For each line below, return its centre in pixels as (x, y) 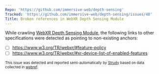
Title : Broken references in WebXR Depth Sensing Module (65, 19)
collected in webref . (22, 67)
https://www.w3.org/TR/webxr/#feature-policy (59, 48)
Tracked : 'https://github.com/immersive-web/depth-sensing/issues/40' (79, 14)
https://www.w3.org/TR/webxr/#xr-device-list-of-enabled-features (80, 53)
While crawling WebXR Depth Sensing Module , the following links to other (80, 33)
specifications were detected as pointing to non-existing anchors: (72, 38)
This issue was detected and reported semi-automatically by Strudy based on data (75, 63)
